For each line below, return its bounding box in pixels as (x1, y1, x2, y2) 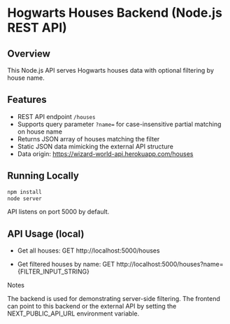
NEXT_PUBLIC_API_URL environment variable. (7, 309, 140, 318)
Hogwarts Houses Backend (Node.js (7, 5, 222, 21)
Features (7, 94, 47, 106)
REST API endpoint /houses (17, 112, 96, 120)
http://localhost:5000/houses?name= (116, 260, 224, 269)
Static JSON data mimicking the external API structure (17, 142, 173, 150)
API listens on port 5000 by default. (7, 208, 110, 216)
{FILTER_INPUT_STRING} (17, 267, 89, 276)
